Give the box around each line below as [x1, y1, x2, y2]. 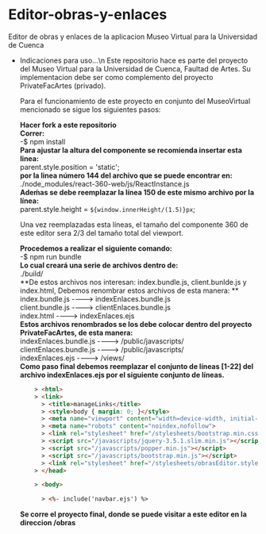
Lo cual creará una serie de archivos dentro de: [19, 260, 179, 270]
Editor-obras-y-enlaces [8, 6, 168, 24]
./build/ [19, 268, 44, 279]
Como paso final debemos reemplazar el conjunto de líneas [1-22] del [19, 361, 254, 371]
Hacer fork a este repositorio [19, 120, 117, 129]
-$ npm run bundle [19, 252, 82, 261]
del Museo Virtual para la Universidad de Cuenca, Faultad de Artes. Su [19, 63, 252, 73]
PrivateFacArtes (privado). [19, 81, 106, 90]
